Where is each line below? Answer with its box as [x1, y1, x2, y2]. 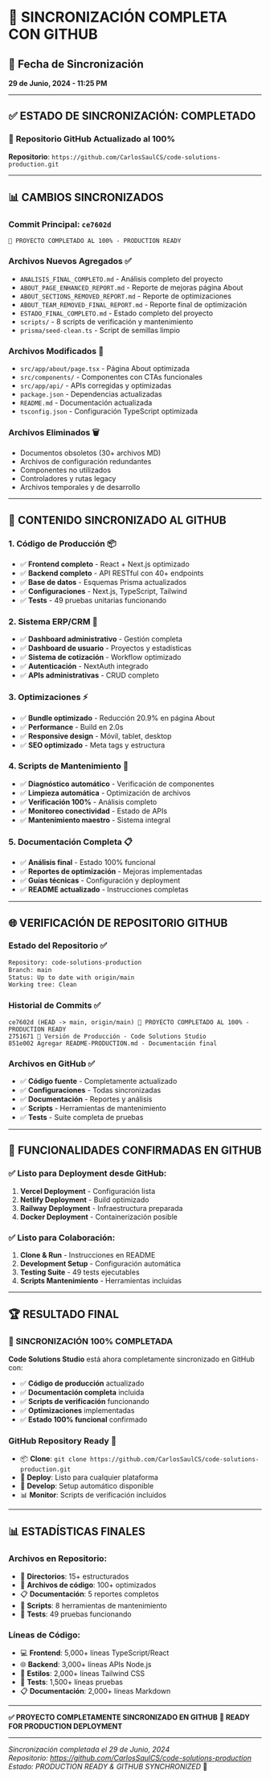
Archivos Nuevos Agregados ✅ [8, 256, 133, 267]
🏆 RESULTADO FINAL [8, 1307, 119, 1321]
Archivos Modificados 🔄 [8, 345, 104, 356]
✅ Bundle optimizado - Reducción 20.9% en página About [19, 713, 215, 723]
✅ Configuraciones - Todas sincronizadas [19, 1085, 162, 1094]
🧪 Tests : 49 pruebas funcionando [19, 1609, 132, 1619]
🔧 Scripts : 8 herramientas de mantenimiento [19, 1600, 167, 1610]
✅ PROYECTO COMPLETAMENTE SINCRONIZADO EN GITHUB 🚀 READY [8, 1712, 251, 1722]
